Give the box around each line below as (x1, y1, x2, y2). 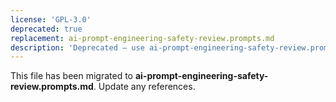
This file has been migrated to (10, 70, 133, 82)
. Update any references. (93, 81, 196, 93)
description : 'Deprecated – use (10, 42, 145, 53)
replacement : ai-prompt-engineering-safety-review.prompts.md (10, 33, 275, 43)
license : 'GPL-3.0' (10, 14, 92, 25)
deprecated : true (10, 24, 83, 34)
